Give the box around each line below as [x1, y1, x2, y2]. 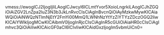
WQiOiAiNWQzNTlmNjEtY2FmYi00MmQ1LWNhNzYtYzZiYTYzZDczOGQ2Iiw [5, 14, 159, 20]
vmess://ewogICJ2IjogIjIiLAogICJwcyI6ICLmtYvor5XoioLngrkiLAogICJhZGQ [5, 4, 159, 10]
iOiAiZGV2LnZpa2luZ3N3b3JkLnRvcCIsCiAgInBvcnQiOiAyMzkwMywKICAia [5, 9, 158, 15]
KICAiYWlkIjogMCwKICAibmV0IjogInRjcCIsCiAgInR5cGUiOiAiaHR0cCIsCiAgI [5, 19, 160, 25]
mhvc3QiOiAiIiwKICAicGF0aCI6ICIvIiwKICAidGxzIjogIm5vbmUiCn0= [5, 24, 143, 30]
